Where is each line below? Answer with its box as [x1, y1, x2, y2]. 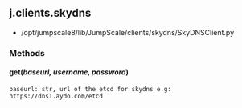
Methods [9, 47, 45, 58]
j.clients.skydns [9, 6, 92, 20]
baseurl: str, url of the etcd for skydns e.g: [9, 85, 172, 93]
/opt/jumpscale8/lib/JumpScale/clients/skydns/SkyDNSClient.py [20, 27, 235, 37]
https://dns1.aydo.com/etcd [9, 92, 104, 100]
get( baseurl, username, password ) [9, 67, 129, 77]
